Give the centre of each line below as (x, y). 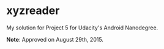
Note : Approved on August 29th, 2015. (55, 39)
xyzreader (33, 11)
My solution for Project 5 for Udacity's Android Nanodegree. (82, 28)
